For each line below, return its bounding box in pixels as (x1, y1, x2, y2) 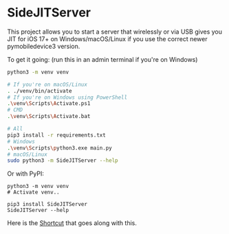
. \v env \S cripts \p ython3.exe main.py (7, 144, 112, 152)
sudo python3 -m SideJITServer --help (7, 157, 118, 164)
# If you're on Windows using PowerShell (7, 94, 128, 101)
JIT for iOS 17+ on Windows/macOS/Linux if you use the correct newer (7, 34, 208, 43)
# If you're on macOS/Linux (7, 81, 88, 88)
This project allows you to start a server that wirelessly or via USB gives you (7, 27, 222, 36)
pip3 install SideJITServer (7, 201, 88, 208)
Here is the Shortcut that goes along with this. (7, 219, 138, 227)
